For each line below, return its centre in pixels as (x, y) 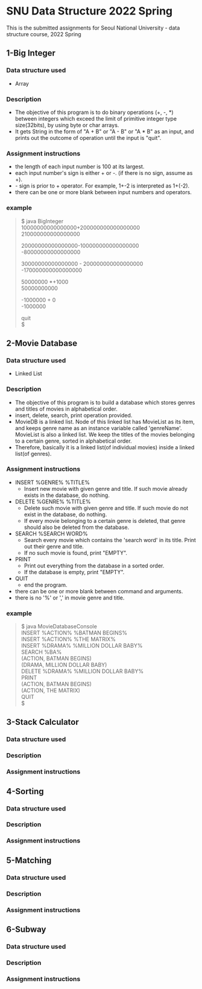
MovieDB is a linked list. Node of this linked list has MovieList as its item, (105, 422)
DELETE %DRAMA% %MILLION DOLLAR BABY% (82, 671)
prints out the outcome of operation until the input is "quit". (88, 137)
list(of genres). (33, 453)
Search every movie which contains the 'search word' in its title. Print (110, 540)
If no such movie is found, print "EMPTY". (76, 552)
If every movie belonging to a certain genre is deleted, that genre (105, 520)
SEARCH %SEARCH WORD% (52, 533)
